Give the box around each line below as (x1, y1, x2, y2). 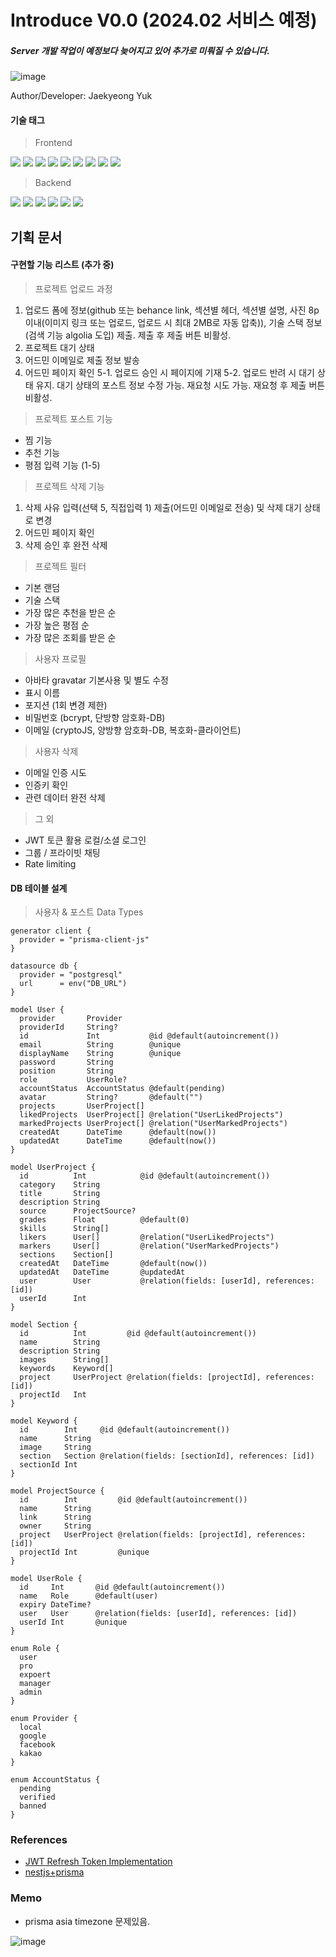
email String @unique (19, 1040, 182, 1050)
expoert (19, 1670, 52, 1680)
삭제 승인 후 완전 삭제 (24, 539, 108, 551)
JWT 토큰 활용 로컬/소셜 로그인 (24, 834, 147, 846)
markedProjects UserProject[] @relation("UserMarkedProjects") (19, 1119, 288, 1129)
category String (19, 1180, 101, 1190)
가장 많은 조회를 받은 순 (24, 631, 117, 643)
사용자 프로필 (34, 652, 87, 665)
